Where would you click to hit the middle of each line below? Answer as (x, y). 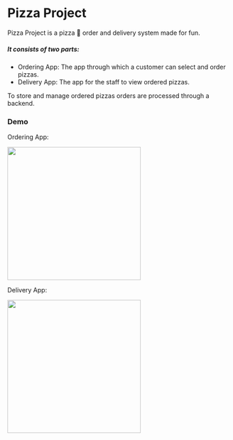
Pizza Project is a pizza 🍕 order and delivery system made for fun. (104, 33)
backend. (21, 103)
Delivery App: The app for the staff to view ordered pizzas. (103, 82)
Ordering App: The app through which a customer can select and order (121, 67)
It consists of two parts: (43, 49)
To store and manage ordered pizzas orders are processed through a (108, 95)
